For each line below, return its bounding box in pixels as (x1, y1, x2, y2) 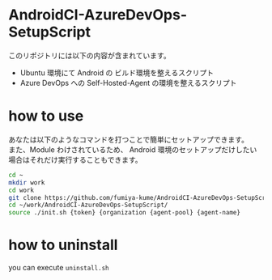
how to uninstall (8, 236, 118, 254)
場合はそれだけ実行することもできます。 (8, 155, 143, 164)
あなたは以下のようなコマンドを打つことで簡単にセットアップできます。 (8, 134, 249, 144)
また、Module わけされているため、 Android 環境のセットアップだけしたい (8, 144, 257, 155)
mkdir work (8, 178, 45, 187)
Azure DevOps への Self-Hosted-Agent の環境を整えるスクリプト (19, 78, 237, 87)
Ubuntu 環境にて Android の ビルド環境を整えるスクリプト (19, 67, 215, 78)
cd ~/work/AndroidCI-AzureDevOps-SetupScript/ (8, 201, 168, 210)
